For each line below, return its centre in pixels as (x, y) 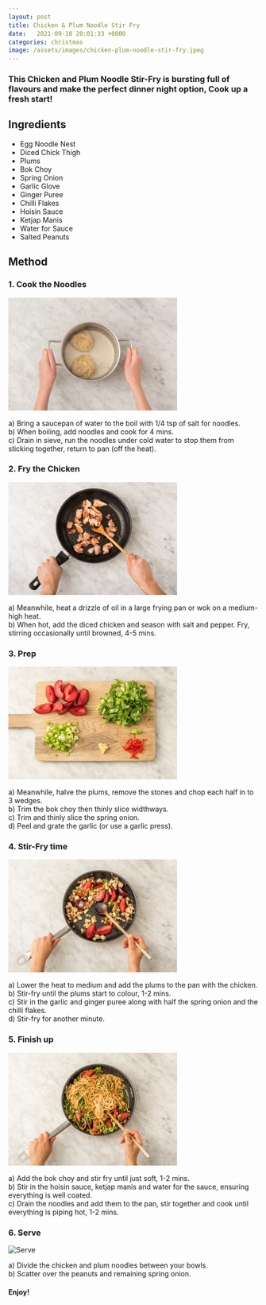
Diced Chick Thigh (50, 152)
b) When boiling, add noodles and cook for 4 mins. (91, 431)
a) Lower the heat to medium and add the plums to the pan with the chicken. (133, 985)
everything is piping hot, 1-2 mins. (64, 1212)
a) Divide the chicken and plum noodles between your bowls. (108, 1265)
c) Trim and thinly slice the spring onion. (74, 818)
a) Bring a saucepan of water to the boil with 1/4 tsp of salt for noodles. (124, 423)
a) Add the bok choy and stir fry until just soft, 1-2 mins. (99, 1178)
